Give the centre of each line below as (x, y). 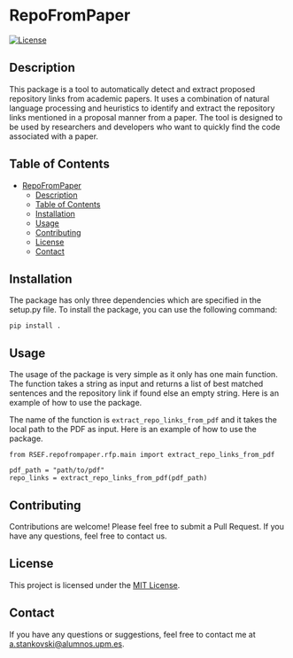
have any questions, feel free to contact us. (88, 536)
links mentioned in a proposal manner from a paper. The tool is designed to (146, 117)
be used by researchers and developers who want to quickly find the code (145, 127)
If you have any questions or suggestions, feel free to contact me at (132, 634)
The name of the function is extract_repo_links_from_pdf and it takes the (143, 420)
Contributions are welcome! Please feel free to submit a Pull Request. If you (147, 526)
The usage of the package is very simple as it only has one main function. (144, 375)
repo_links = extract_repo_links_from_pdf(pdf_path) (108, 478)
